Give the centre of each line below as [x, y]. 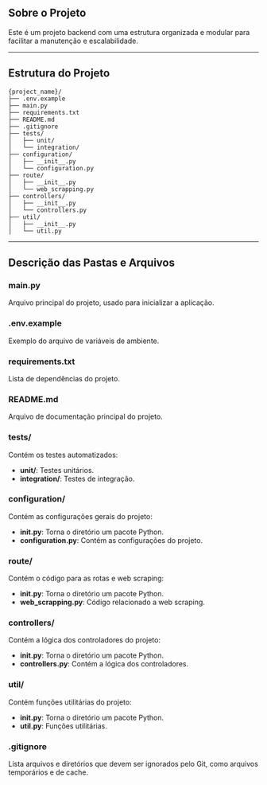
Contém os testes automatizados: [63, 455]
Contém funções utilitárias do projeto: [70, 702]
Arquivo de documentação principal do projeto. [85, 416]
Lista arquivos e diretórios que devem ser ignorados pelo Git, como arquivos [133, 764]
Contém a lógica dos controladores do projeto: [85, 640]
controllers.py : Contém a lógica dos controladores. [104, 664]
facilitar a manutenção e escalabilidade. [74, 41]
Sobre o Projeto [47, 13]
